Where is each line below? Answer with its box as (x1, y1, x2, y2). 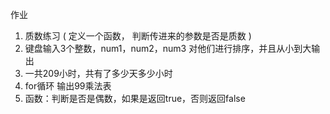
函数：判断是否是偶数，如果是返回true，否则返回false (24, 93, 246, 104)
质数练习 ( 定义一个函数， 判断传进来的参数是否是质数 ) (24, 30, 252, 42)
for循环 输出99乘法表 (24, 80, 112, 92)
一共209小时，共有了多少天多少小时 (24, 68, 173, 79)
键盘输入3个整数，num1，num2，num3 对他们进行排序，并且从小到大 (24, 43, 312, 54)
